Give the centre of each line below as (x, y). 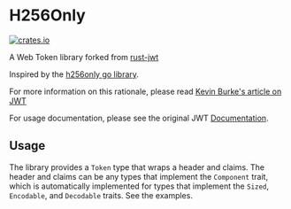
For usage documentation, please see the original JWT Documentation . (139, 118)
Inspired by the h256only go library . (74, 74)
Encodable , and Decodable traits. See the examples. (101, 195)
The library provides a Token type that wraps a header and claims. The (137, 167)
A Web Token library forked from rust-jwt (84, 57)
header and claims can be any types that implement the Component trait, (138, 176)
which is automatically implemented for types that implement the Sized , (139, 186)
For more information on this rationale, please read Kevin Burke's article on (145, 91)
